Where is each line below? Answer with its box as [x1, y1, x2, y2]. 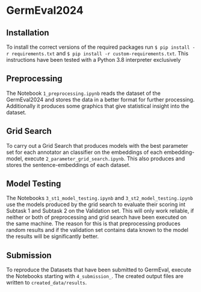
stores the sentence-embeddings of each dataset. [6, 161, 131, 168]
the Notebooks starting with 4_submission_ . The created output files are [6, 273, 184, 280]
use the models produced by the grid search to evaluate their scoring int [6, 201, 185, 208]
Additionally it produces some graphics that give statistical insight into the [6, 102, 190, 109]
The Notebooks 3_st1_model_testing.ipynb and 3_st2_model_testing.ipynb [6, 195, 193, 202]
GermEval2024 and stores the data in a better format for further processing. [6, 96, 195, 103]
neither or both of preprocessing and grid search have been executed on [6, 214, 187, 221]
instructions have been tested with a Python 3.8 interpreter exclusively [6, 56, 181, 63]
